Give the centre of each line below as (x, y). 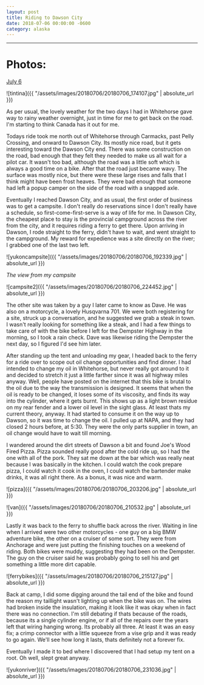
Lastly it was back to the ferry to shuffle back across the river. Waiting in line (102, 526)
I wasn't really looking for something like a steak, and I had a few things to (99, 325)
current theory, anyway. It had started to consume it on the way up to (93, 414)
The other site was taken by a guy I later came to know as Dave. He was (97, 305)
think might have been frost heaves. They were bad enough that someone (99, 182)
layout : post (23, 12)
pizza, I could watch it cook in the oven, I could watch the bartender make (99, 471)
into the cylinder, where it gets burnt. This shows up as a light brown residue (102, 401)
